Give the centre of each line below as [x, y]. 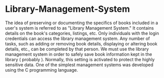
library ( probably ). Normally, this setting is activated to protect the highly [80, 59]
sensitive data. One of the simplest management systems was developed [79, 65]
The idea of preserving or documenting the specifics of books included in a [82, 23]
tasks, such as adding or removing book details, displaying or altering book [81, 43]
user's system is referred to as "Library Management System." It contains [80, 28]
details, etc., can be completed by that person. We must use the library [77, 49]
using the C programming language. [42, 70]
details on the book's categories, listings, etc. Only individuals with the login [82, 33]
